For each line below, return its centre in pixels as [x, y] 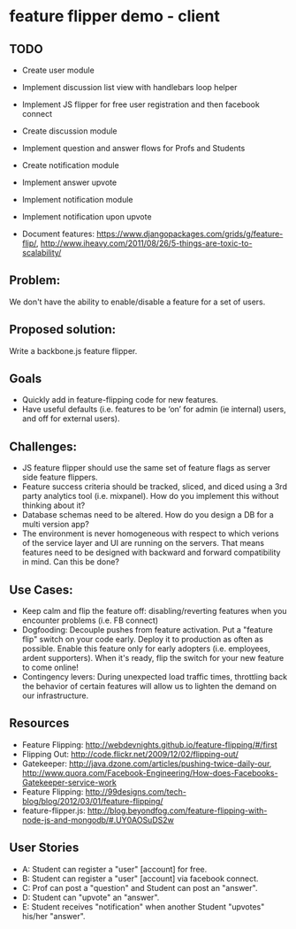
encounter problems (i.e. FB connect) [90, 620]
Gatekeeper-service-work [69, 782]
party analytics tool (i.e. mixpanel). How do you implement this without [150, 496]
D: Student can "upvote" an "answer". [91, 897]
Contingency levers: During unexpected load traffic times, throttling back [155, 677]
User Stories [44, 848]
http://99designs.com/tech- [136, 791]
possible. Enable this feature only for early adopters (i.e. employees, [146, 649]
